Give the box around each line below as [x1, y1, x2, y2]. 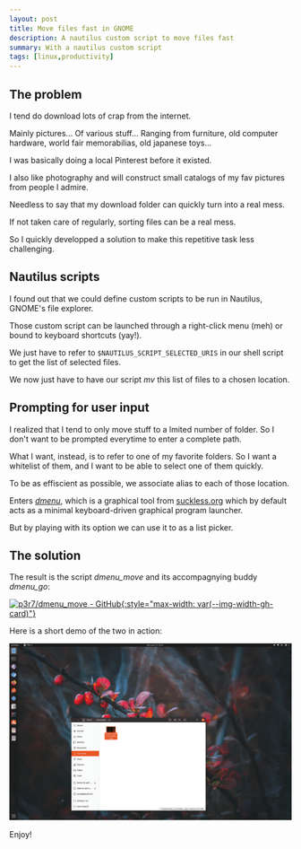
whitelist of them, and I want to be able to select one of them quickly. [9, 460, 264, 471]
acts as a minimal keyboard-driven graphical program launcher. [9, 504, 244, 515]
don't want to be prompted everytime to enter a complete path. [9, 433, 242, 444]
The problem [9, 86, 82, 102]
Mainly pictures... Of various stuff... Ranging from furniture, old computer [9, 127, 279, 138]
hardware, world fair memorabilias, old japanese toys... [9, 137, 212, 148]
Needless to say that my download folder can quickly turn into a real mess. [9, 198, 285, 210]
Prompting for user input [9, 400, 150, 416]
